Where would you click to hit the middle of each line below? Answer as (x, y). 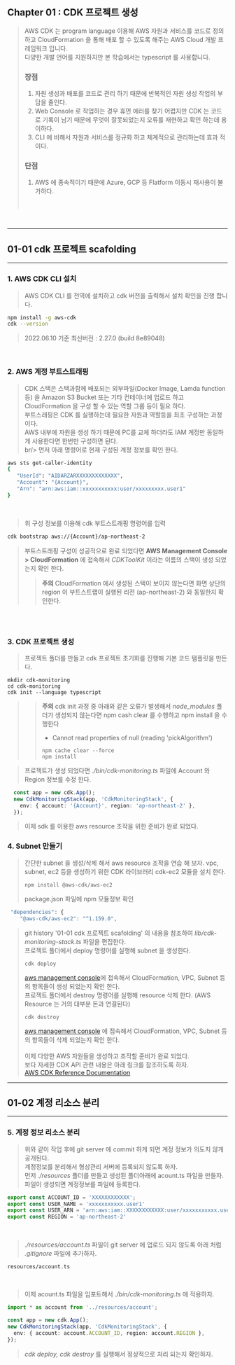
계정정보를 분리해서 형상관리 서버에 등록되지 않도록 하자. (101, 1166)
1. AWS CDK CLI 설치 (42, 279)
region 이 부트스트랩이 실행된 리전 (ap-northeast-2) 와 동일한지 (129, 592)
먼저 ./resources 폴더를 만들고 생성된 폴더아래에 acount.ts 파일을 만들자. (124, 1175)
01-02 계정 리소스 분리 (54, 1103)
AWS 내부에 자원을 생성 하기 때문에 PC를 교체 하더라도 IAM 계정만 (115, 432)
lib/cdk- (206, 933)
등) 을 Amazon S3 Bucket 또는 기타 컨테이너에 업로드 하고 (104, 397)
